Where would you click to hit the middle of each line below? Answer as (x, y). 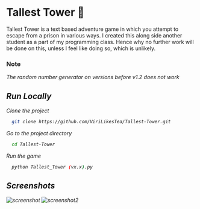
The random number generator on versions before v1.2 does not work (93, 77)
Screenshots (31, 186)
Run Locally (29, 96)
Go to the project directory (39, 133)
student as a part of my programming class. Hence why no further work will (100, 42)
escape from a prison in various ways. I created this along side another (94, 35)
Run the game (23, 156)
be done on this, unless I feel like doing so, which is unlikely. (81, 48)
